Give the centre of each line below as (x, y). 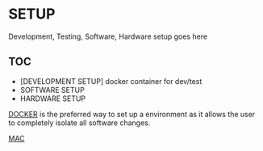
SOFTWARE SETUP (52, 90)
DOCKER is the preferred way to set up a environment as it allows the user (132, 114)
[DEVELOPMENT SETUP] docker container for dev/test (111, 81)
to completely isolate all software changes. (79, 123)
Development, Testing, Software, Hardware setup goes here (108, 36)
